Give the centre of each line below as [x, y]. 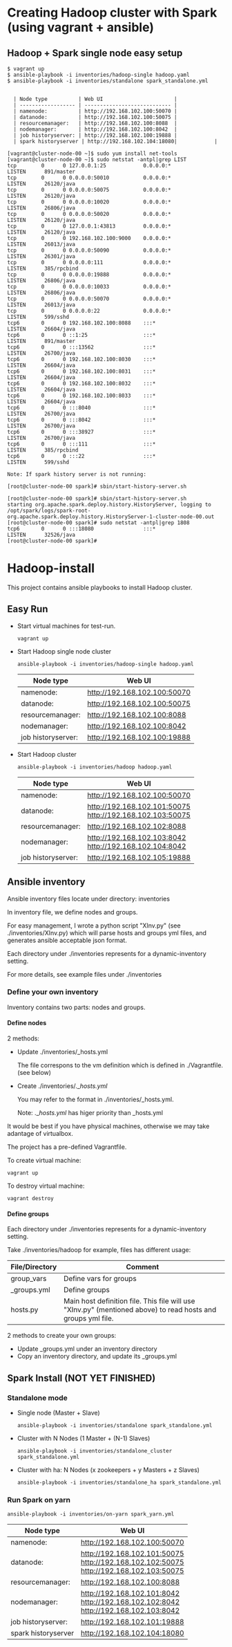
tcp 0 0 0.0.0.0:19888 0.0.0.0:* [89, 275]
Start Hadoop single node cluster [64, 651]
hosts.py [25, 1310]
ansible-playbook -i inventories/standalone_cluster [95, 1451]
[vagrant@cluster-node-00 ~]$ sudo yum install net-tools [92, 154]
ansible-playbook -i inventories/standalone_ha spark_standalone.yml [119, 1482]
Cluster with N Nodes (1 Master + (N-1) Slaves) [84, 1438]
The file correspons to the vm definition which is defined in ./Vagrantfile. [120, 1065]
